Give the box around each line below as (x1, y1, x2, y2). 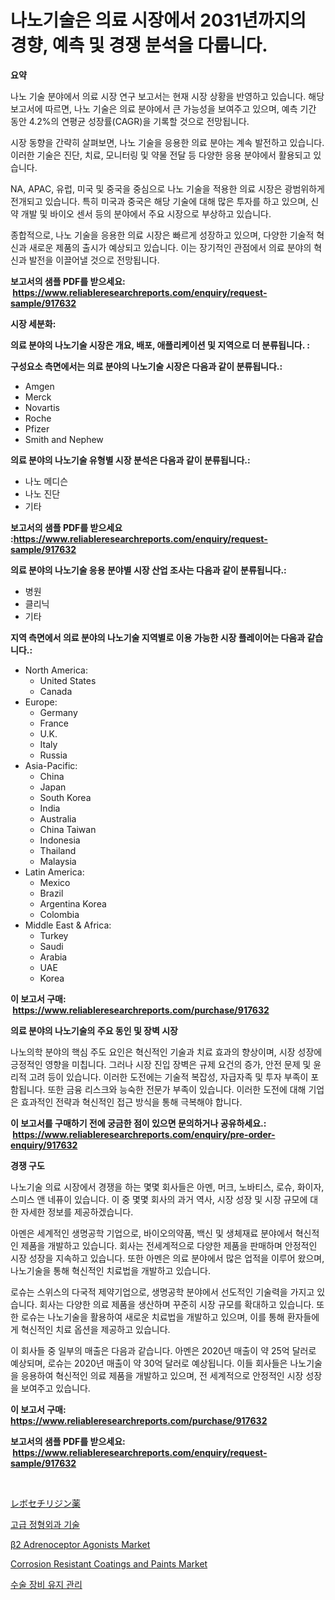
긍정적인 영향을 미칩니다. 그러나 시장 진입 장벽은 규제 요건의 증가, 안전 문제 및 (10, 1058, 312, 1070)
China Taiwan (39, 823, 97, 835)
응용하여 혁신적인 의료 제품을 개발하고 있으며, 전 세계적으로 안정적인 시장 (20, 1369, 304, 1381)
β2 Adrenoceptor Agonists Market (10, 1538, 151, 1550)
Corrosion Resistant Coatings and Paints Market (10, 1557, 208, 1570)
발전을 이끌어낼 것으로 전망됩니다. (28, 254, 160, 266)
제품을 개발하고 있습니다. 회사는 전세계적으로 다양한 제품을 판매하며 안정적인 (20, 1239, 318, 1251)
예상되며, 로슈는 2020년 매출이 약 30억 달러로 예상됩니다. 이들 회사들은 (10, 1357, 288, 1369)
